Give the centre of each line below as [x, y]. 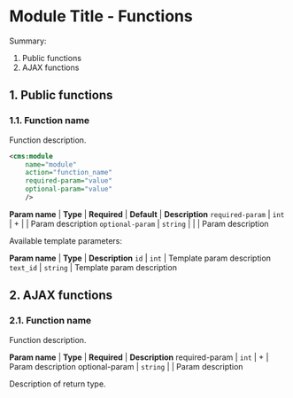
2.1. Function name [50, 321]
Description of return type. [58, 384]
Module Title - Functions [101, 16]
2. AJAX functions [61, 296]
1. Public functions [61, 95]
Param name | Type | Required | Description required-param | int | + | [139, 357]
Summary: [28, 41]
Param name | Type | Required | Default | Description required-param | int [147, 214]
